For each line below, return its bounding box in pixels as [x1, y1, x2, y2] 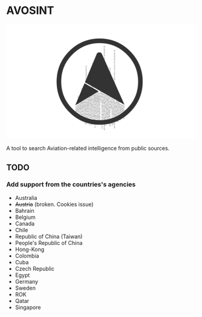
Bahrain [15, 207, 34, 214]
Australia [15, 194, 37, 201]
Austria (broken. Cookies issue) [15, 201, 94, 208]
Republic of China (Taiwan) [15, 233, 83, 240]
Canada [15, 219, 35, 227]
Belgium [15, 213, 36, 221]
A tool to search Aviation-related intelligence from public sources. [6, 145, 170, 152]
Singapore [15, 304, 41, 311]
